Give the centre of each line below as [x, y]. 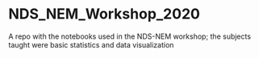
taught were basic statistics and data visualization [91, 44]
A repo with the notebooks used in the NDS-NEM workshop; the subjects [130, 36]
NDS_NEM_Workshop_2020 [104, 14]
